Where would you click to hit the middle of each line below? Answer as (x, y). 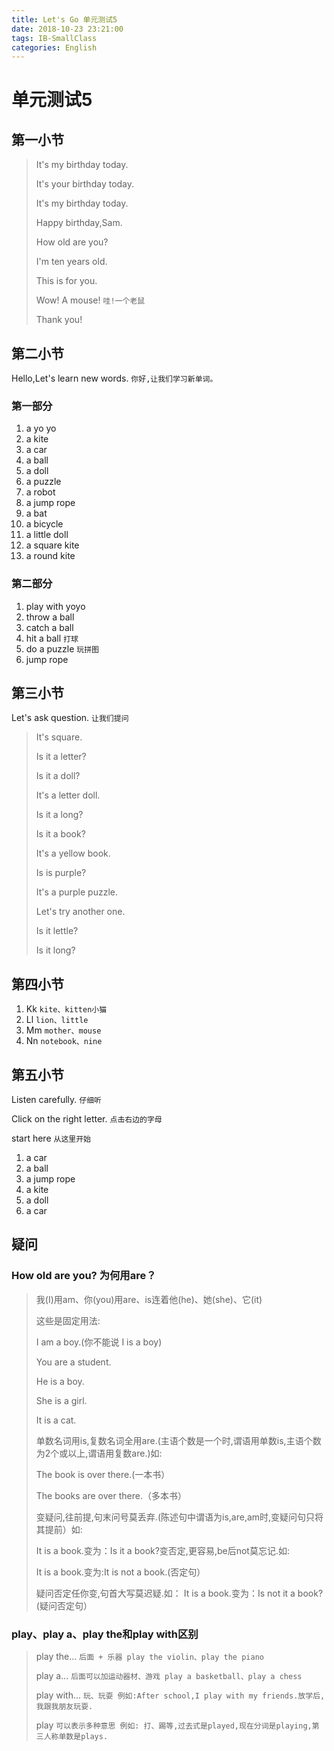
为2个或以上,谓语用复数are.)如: (99, 1453)
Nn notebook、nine (64, 1041)
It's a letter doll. (68, 795)
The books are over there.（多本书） (111, 1495)
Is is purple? (61, 873)
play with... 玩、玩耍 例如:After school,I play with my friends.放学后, (180, 1695)
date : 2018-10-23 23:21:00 (67, 29)
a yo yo (41, 428)
